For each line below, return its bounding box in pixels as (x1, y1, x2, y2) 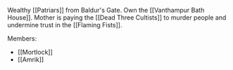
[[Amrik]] (17, 55, 44, 64)
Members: (7, 34, 37, 43)
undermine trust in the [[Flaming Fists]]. (7, 21, 122, 29)
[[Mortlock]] (17, 48, 53, 56)
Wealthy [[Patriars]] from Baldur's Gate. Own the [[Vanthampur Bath (7, 6, 205, 14)
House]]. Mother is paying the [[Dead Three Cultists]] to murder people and (7, 13, 227, 22)
